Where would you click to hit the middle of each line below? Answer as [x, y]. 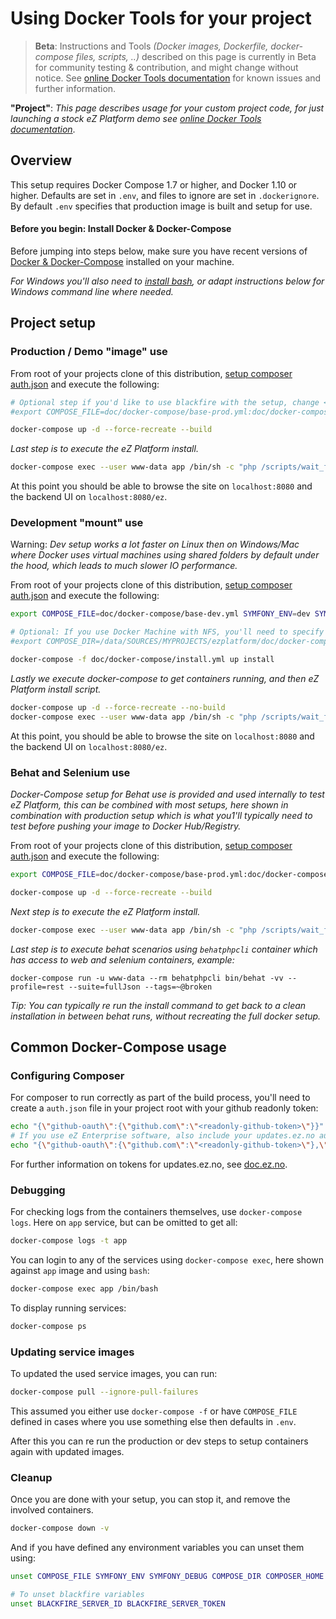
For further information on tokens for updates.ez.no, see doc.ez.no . [149, 1164]
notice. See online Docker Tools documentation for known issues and [178, 78]
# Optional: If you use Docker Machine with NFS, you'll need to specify [167, 632]
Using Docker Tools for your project [161, 18]
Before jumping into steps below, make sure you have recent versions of [159, 251]
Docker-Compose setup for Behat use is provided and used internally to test [167, 794]
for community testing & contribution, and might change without [166, 67]
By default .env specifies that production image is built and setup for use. [161, 206]
